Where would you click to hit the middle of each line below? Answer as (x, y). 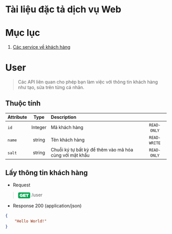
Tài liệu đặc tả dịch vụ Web (63, 9)
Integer (39, 127)
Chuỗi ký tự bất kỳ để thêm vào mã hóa (92, 150)
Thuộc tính (23, 103)
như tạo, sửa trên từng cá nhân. (51, 88)
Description (64, 117)
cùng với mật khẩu (70, 155)
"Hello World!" (31, 221)
